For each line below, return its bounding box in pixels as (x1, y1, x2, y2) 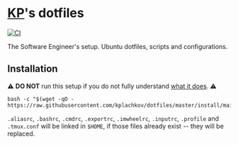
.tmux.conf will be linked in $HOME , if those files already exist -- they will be (7, 122, 225, 130)
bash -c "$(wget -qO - (7, 95, 74, 102)
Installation (7, 63, 58, 75)
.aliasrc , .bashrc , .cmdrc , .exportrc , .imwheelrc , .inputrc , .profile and (7, 114, 220, 122)
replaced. (7, 129, 35, 138)
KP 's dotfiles (7, 5, 84, 21)
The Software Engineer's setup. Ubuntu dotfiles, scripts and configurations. (7, 42, 228, 50)
